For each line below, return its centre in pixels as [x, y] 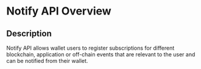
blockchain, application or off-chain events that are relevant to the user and [101, 54]
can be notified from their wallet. [47, 61]
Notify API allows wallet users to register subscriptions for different [90, 48]
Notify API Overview [59, 11]
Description [29, 34]
